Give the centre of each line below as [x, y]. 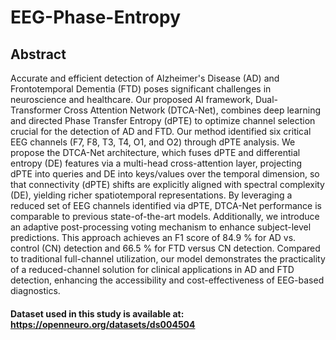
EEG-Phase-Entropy [96, 17]
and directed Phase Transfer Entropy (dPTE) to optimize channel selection [163, 120]
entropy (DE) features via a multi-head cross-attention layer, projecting [156, 163]
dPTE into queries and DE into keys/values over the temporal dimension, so [165, 174]
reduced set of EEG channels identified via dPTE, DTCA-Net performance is [166, 205]
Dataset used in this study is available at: [97, 313]
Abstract [38, 54]
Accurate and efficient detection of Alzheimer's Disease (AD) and [145, 78]
